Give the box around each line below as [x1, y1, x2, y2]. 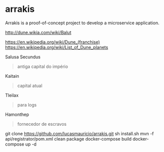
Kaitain [5, 73, 19, 79]
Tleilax [5, 92, 19, 98]
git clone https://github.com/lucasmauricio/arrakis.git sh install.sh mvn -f [5, 130, 154, 137]
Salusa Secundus [5, 53, 41, 60]
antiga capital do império [17, 63, 68, 69]
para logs [17, 101, 37, 107]
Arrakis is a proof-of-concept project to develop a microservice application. [5, 20, 160, 26]
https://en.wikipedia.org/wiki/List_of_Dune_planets [5, 44, 109, 50]
